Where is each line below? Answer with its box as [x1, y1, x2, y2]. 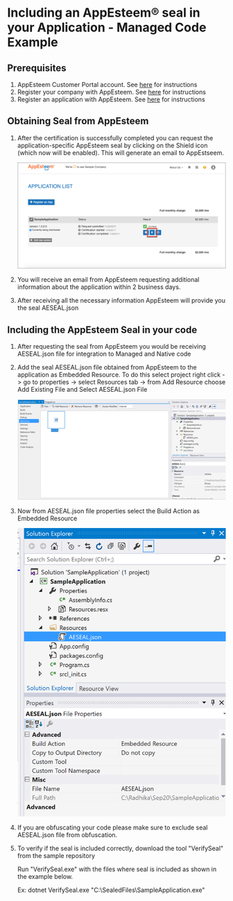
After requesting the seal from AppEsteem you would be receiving [17, 342, 207, 351]
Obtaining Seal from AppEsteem [7, 115, 149, 127]
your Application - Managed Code [7, 19, 207, 35]
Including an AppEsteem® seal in [7, 5, 200, 21]
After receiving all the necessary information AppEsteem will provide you [17, 297, 225, 305]
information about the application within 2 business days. [17, 283, 181, 291]
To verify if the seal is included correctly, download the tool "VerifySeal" [17, 844, 224, 852]
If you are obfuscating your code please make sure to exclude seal [17, 823, 208, 832]
